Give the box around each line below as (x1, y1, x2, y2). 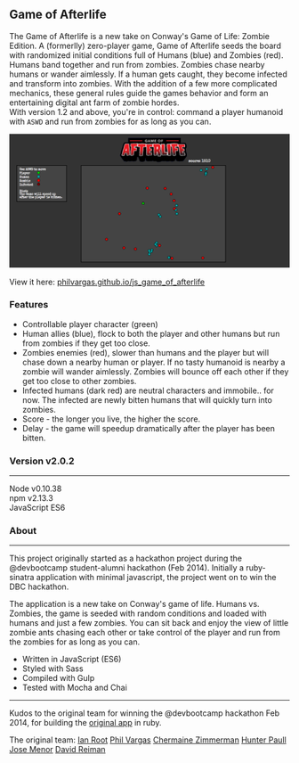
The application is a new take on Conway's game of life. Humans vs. (9, 599, 260, 610)
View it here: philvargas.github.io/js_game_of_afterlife (9, 276, 206, 287)
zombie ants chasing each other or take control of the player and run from (9, 628, 280, 638)
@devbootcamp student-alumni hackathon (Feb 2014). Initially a (9, 562, 245, 573)
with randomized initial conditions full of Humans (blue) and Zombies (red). (9, 49, 284, 61)
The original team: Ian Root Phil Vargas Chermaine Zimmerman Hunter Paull (9, 734, 287, 745)
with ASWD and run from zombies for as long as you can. (9, 116, 212, 127)
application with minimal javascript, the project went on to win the (36, 572, 277, 583)
